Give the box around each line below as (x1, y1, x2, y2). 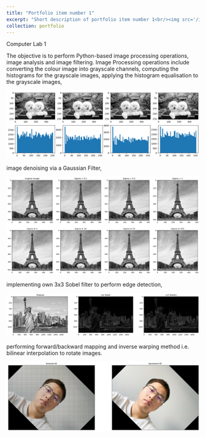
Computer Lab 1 (6, 40, 47, 48)
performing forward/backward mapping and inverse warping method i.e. (6, 343, 189, 351)
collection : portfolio (6, 23, 64, 29)
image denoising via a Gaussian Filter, (6, 164, 102, 172)
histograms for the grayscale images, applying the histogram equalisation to (6, 72, 199, 79)
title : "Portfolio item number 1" (6, 10, 95, 16)
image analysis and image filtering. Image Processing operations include (6, 59, 190, 66)
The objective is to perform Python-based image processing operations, (6, 52, 189, 59)
